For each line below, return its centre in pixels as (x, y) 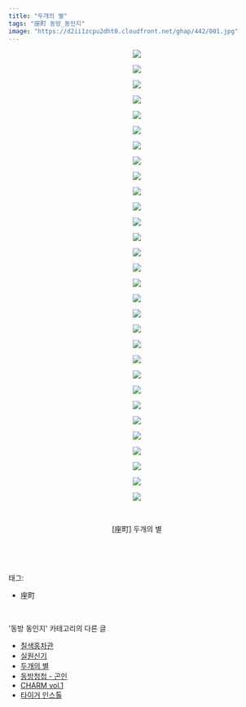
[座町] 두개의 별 (137, 529)
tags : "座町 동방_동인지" (47, 24)
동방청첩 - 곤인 (44, 676)
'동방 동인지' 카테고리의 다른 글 (57, 629)
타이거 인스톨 (41, 695)
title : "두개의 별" (38, 16)
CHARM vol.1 (42, 686)
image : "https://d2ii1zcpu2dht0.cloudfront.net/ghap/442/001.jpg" (123, 31)
